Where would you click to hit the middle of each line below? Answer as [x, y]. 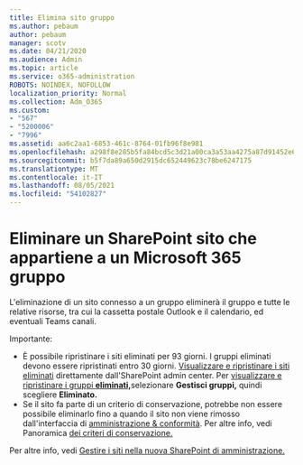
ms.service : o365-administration [72, 77]
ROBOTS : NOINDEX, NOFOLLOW [60, 85]
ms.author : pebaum [44, 26]
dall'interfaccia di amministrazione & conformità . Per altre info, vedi [147, 423]
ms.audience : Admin [46, 60]
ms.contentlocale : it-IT [56, 177]
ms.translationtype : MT [54, 169]
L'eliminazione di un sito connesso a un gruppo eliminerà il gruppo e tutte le [150, 302]
